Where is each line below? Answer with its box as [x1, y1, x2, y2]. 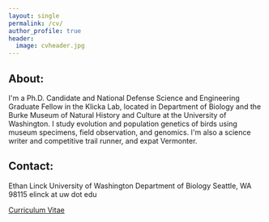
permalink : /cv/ [8, 19, 63, 27]
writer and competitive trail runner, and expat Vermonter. [8, 136, 198, 145]
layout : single [8, 11, 60, 20]
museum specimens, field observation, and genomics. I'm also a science [8, 127, 251, 137]
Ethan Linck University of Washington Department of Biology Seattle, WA [8, 181, 252, 191]
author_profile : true [8, 27, 82, 35]
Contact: [8, 159, 54, 174]
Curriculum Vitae [8, 205, 65, 215]
